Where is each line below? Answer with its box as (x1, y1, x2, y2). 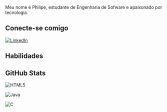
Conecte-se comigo (5, 24, 68, 32)
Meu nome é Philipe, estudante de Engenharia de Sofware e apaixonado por (5, 4, 162, 10)
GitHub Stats (5, 68, 46, 77)
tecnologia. (5, 9, 28, 15)
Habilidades (5, 52, 43, 60)
